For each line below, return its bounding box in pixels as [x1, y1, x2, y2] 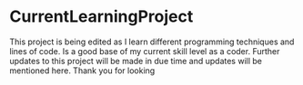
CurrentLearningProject [9, 6, 194, 27]
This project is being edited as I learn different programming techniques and [9, 36, 295, 47]
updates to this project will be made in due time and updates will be [9, 55, 262, 66]
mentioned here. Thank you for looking [9, 65, 156, 76]
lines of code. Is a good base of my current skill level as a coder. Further [9, 45, 280, 56]
